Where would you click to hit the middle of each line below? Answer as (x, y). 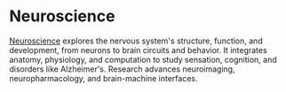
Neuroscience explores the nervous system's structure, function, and (136, 41)
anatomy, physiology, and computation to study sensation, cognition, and (143, 59)
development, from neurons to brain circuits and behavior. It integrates (139, 50)
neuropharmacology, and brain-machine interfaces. (103, 78)
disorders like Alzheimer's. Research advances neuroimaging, (122, 69)
